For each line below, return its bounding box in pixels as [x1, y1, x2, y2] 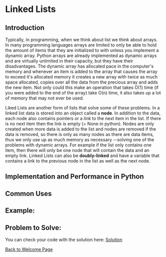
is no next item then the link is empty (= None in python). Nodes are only [5, 121, 155, 126]
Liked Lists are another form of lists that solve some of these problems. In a [5, 105, 160, 110]
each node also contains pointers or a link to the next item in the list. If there [5, 115, 161, 121]
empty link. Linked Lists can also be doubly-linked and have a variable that [5, 152, 160, 158]
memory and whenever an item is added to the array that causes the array [5, 68, 158, 74]
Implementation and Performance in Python [5, 172, 144, 181]
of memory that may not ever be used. [5, 95, 84, 101]
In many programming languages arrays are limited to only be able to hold [5, 42, 157, 48]
